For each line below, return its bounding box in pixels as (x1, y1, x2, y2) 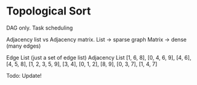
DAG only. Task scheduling (6, 24, 73, 31)
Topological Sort (6, 4, 91, 18)
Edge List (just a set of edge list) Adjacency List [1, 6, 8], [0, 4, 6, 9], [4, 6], (6, 54, 192, 61)
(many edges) (6, 42, 41, 49)
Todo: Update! (6, 72, 42, 79)
